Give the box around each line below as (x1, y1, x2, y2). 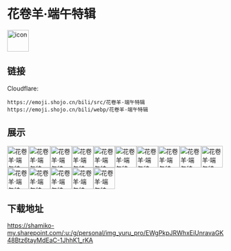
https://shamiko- (7, 221, 54, 230)
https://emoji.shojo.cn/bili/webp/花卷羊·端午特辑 (7, 106, 148, 113)
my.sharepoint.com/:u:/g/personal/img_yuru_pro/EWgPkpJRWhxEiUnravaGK (7, 229, 224, 237)
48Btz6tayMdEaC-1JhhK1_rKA (7, 236, 94, 245)
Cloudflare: (7, 84, 39, 92)
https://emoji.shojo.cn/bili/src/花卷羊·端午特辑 (7, 99, 145, 106)
